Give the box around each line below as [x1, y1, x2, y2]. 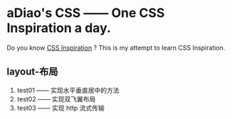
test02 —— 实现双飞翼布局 [16, 94, 96, 103]
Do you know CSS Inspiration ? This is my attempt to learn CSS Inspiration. [6, 43, 226, 52]
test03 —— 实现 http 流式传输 [16, 103, 105, 112]
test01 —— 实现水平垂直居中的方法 [16, 86, 120, 94]
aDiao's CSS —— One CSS [6, 5, 165, 21]
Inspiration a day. [6, 20, 112, 36]
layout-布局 [6, 66, 58, 78]
